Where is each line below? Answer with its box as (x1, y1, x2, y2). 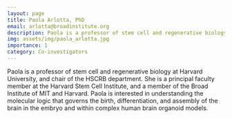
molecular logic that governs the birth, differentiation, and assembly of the (7, 96, 219, 105)
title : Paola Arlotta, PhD (7, 17, 85, 23)
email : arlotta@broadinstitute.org (7, 23, 110, 30)
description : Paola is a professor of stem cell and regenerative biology (7, 29, 227, 36)
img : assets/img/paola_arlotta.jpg (7, 36, 110, 43)
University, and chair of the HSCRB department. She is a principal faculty (7, 74, 215, 83)
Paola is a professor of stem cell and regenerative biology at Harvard (7, 67, 203, 76)
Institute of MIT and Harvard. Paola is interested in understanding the (7, 89, 204, 97)
